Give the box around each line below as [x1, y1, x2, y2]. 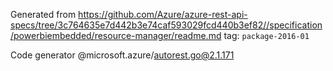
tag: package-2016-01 [223, 30, 310, 41]
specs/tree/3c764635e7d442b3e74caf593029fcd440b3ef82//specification [10, 19, 323, 31]
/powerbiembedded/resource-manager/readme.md [10, 30, 222, 41]
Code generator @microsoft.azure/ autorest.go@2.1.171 [10, 49, 235, 61]
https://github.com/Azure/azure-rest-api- [78, 9, 248, 20]
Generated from [10, 9, 77, 20]
